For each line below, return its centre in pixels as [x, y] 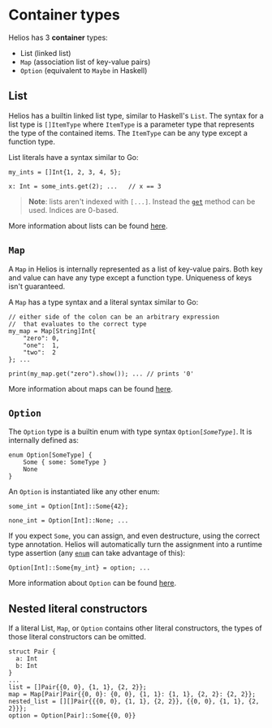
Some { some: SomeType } [65, 462]
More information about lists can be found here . [88, 226]
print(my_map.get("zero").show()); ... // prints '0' [101, 374]
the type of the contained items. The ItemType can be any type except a [128, 132]
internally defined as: [44, 440]
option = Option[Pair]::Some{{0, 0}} [72, 716]
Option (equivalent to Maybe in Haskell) [84, 70]
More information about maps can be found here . [91, 388]
